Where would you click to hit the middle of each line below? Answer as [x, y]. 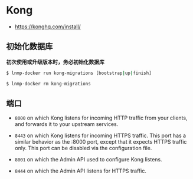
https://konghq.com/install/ [48, 26]
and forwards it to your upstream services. [66, 124]
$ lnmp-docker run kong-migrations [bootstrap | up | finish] [79, 73]
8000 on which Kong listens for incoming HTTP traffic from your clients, [101, 118]
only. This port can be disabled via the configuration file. [83, 148]
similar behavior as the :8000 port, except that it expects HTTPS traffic [101, 142]
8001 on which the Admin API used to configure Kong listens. [88, 160]
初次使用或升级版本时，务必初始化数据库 [55, 62]
